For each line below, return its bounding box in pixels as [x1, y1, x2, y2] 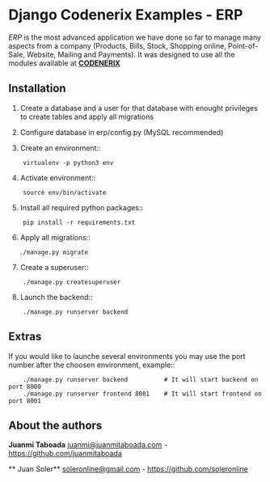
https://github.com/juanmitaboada [8, 449, 123, 459]
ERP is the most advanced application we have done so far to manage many [8, 32, 261, 42]
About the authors [8, 418, 103, 432]
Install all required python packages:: [19, 202, 144, 212]
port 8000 [8, 383, 42, 391]
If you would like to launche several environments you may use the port [8, 351, 246, 361]
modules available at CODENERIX [8, 58, 121, 68]
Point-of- [227, 40, 259, 50]
